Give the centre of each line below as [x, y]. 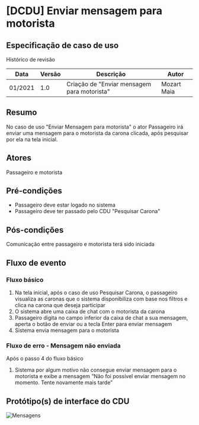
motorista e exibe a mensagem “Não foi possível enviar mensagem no [100, 376]
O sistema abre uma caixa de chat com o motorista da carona [90, 311]
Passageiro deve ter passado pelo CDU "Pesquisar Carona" [87, 211]
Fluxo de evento [36, 263]
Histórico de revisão [31, 59]
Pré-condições [34, 191]
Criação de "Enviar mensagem [109, 84]
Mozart [171, 84]
